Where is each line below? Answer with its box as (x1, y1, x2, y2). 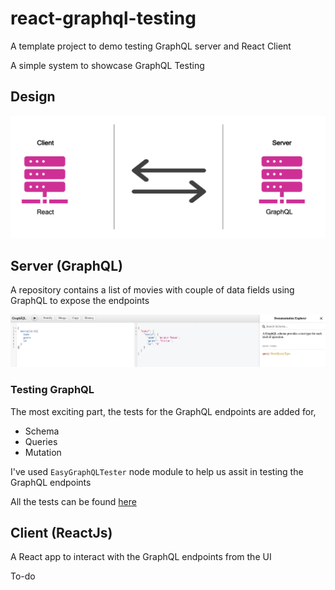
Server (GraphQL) (10, 258, 123, 275)
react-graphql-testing (10, 7, 197, 30)
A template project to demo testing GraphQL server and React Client (10, 40, 292, 52)
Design (10, 88, 56, 106)
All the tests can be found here (10, 495, 137, 507)
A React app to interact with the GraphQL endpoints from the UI (10, 551, 272, 563)
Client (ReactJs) (10, 524, 113, 541)
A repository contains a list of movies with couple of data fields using (10, 284, 295, 296)
